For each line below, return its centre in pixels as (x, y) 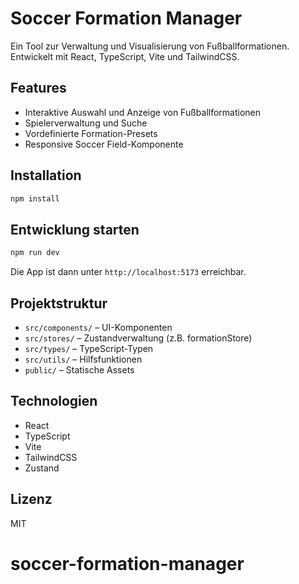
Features (38, 88)
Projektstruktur (59, 303)
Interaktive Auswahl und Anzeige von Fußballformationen (143, 112)
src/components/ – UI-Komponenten (98, 327)
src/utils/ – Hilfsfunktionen (83, 359)
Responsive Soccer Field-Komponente (104, 144)
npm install (35, 198)
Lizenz (31, 499)
